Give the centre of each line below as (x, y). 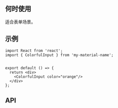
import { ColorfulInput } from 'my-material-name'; (59, 55)
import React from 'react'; (34, 51)
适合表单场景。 (20, 22)
